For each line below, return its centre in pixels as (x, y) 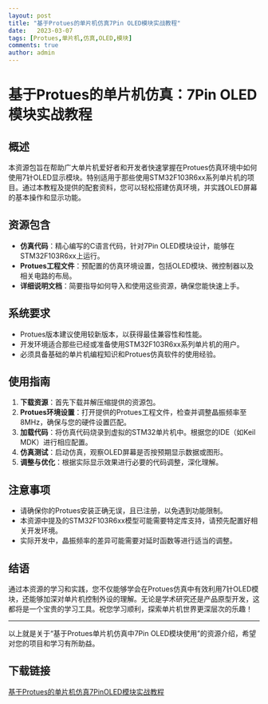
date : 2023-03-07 (41, 30)
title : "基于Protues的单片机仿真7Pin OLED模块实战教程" (95, 23)
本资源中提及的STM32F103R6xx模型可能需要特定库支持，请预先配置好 (135, 521)
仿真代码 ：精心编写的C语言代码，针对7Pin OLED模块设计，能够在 (127, 245)
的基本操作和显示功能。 (47, 197)
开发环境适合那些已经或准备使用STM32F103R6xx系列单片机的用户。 (132, 344)
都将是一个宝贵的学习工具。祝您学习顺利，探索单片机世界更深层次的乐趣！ (130, 609)
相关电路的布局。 (48, 276)
